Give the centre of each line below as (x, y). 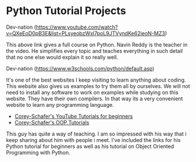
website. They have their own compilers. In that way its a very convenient (94, 99)
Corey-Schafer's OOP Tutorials (52, 122)
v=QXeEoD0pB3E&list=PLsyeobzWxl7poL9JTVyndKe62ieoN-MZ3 (86, 33)
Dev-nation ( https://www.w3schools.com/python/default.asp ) (80, 68)
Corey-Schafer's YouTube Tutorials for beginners (74, 116)
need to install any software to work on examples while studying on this (92, 92)
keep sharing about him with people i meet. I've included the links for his (93, 140)
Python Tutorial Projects (66, 11)
